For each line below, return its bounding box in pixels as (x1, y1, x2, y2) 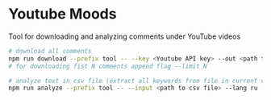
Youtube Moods (8, 5, 117, 23)
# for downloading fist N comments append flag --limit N (8, 62, 207, 70)
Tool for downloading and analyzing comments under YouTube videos (8, 31, 241, 41)
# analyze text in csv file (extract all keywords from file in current (8, 77, 258, 85)
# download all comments (8, 47, 92, 55)
